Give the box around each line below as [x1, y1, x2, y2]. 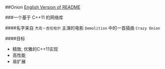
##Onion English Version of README [5, 4, 81, 10]
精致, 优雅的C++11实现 [12, 46, 58, 52]
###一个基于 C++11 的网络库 [5, 14, 64, 20]
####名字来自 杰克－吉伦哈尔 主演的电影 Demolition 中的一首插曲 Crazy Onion [5, 25, 161, 31]
